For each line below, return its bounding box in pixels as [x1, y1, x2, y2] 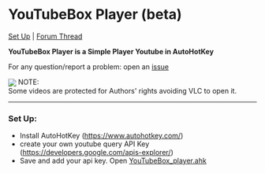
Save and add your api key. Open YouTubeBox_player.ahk [19, 156, 207, 166]
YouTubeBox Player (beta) [8, 6, 183, 24]
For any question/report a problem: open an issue [8, 61, 170, 72]
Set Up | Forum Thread [8, 31, 83, 41]
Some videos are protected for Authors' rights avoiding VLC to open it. [8, 86, 237, 96]
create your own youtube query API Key [19, 139, 150, 149]
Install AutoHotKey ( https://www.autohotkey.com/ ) [19, 131, 184, 141]
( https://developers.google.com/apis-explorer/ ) [19, 148, 174, 157]
